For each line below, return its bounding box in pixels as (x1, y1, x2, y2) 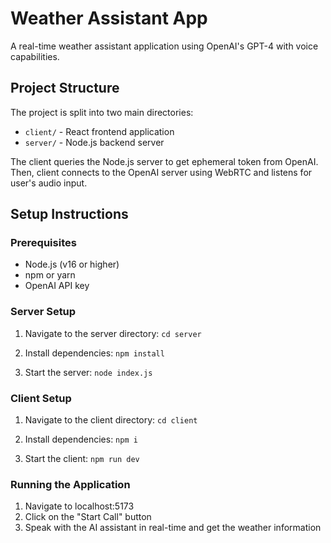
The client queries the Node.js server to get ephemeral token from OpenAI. (10, 155, 319, 167)
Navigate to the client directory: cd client (24, 414, 198, 426)
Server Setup (10, 305, 77, 319)
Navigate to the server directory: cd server (24, 327, 202, 339)
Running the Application (10, 477, 131, 491)
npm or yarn (24, 269, 76, 281)
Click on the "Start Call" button (24, 511, 152, 523)
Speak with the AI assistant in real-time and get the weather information (24, 522, 322, 534)
